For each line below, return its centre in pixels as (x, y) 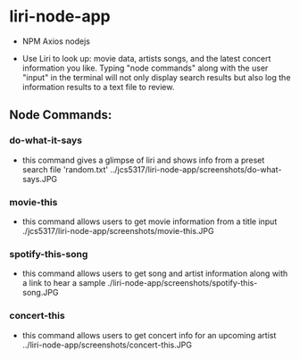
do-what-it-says (46, 140)
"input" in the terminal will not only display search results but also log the (156, 77)
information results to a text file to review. (98, 87)
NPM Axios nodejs (56, 41)
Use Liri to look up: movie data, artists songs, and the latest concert (146, 58)
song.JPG (40, 293)
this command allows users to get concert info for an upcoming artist (149, 335)
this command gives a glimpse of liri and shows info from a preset (143, 160)
